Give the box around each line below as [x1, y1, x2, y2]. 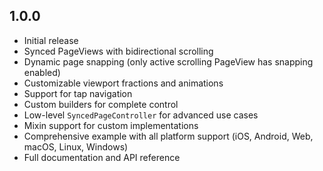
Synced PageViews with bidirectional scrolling [23, 45, 214, 57]
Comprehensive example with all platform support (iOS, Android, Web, [23, 130, 314, 142]
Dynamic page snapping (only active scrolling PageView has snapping [23, 55, 314, 68]
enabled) [23, 66, 61, 78]
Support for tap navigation [23, 87, 133, 99]
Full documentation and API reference [23, 151, 181, 163]
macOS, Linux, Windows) [23, 140, 129, 153]
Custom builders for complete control [23, 98, 179, 110]
